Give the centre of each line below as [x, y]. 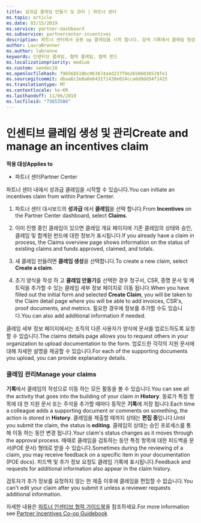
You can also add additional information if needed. [83, 315]
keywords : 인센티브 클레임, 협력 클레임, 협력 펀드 [62, 57]
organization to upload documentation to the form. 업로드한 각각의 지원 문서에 [100, 343]
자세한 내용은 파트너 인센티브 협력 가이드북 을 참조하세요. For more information [98, 506]
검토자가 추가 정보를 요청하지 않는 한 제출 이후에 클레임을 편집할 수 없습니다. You [100, 481]
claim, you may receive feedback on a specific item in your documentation [98, 454]
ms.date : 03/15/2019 [32, 23]
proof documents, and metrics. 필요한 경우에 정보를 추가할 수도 [91, 308]
